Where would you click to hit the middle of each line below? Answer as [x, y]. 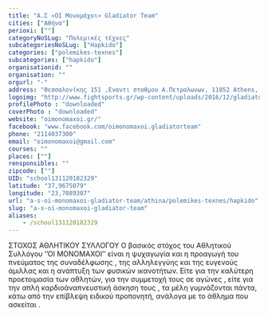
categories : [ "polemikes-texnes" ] [66, 53]
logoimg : [23, 97]
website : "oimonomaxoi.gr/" [55, 119]
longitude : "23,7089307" [49, 193]
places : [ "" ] [30, 156]
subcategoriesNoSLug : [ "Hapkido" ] [66, 45]
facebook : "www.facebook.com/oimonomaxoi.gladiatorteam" [105, 127]
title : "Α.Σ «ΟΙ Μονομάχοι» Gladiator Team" [83, 16]
